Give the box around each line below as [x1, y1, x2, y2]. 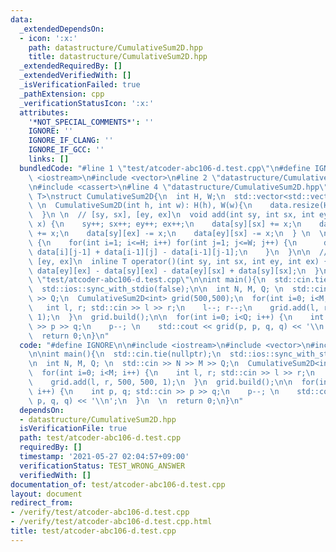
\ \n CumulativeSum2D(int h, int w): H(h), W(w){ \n [28, 201, 253, 211]
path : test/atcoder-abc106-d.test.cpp [19, 433, 182, 443]
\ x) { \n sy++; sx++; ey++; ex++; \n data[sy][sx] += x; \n [28, 219, 302, 230]
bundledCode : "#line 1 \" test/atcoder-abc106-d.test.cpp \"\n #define [19, 163, 311, 173]
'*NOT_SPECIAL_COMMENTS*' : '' [28, 117, 155, 127]
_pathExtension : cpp [19, 89, 105, 99]
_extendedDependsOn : [19, 24, 105, 34]
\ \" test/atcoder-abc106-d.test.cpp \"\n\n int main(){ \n [28, 275, 267, 285]
